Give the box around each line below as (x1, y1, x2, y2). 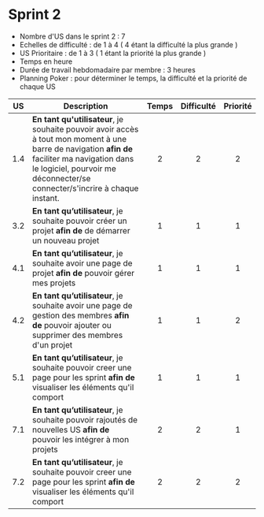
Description (63, 100, 108, 111)
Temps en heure (19, 57, 73, 66)
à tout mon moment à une (32, 133, 127, 144)
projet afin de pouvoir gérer (32, 267, 135, 278)
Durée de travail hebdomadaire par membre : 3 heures (19, 65, 196, 74)
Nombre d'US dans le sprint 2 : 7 (19, 32, 126, 41)
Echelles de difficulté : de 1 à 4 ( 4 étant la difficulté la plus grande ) (19, 39, 238, 49)
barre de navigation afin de (32, 143, 134, 154)
